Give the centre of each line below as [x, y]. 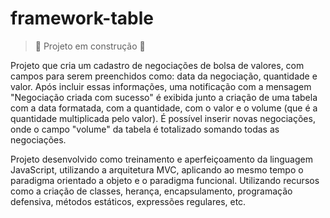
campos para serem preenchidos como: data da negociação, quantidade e [164, 76]
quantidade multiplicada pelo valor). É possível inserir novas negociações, [163, 118]
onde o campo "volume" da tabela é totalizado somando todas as [145, 129]
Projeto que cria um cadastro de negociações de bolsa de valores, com [157, 65]
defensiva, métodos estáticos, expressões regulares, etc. [128, 201]
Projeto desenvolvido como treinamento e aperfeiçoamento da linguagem [161, 159]
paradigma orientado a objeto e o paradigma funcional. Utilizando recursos [165, 180]
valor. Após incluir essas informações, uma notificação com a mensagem [161, 86]
